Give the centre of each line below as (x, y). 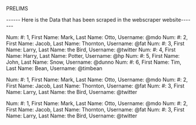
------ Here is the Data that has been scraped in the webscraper (83, 20)
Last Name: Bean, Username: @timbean (54, 68)
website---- (176, 20)
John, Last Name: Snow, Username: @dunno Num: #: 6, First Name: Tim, (94, 62)
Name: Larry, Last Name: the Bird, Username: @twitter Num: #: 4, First (91, 50)
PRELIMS (17, 8)
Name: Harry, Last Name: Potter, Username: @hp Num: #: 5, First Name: (93, 56)
